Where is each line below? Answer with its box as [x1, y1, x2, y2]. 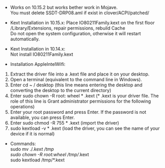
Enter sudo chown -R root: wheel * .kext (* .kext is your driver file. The [10, 93, 159, 99]
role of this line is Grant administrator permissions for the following [10, 98, 151, 104]
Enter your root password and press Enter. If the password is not [10, 109, 147, 115]
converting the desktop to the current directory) [10, 87, 112, 93]
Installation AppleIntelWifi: [10, 61, 66, 67]
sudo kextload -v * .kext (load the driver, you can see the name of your [10, 125, 160, 131]
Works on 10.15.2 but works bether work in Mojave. [10, 5, 118, 10]
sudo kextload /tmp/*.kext [10, 157, 65, 163]
